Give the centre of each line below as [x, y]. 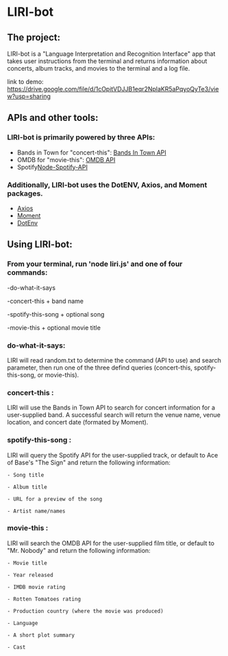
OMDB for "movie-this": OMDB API [66, 159]
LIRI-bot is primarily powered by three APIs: [81, 137]
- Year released [30, 575]
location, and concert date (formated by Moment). [78, 422]
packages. [25, 193]
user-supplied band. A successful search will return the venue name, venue [114, 415]
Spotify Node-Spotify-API [52, 167]
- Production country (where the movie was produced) [86, 611]
